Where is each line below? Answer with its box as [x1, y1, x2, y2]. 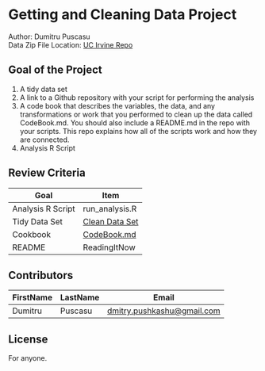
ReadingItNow [83, 242, 136, 253]
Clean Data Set [83, 216, 139, 227]
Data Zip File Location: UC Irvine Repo [8, 40, 133, 49]
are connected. [19, 135, 70, 144]
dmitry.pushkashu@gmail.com [106, 305, 221, 316]
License [8, 332, 48, 346]
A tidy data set [19, 84, 67, 94]
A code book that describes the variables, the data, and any [19, 101, 216, 110]
